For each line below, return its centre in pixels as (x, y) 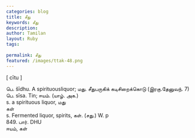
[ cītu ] (14, 78)
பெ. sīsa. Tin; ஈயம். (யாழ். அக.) (42, 95)
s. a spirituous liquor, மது (36, 102)
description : (22, 28)
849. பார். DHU (24, 122)
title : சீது (19, 17)
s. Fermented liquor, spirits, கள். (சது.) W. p (57, 115)
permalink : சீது (24, 55)
